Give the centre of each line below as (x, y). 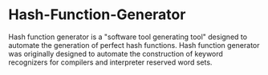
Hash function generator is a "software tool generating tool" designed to (128, 37)
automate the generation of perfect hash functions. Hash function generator (134, 45)
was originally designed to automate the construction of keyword (116, 53)
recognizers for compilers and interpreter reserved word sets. (110, 62)
